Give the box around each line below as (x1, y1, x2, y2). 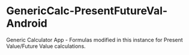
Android (6, 17, 48, 30)
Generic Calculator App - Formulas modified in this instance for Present (6, 36, 183, 43)
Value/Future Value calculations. (6, 43, 86, 50)
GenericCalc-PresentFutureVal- (6, 4, 168, 18)
